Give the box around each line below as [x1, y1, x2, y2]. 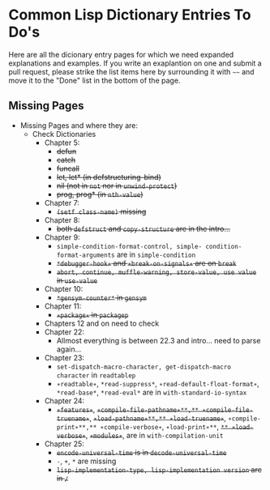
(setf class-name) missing [56, 207, 147, 216]
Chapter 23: [44, 352, 85, 362]
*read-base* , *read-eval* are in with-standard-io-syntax [56, 387, 247, 397]
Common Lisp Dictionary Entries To [8, 6, 251, 24]
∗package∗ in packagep [56, 309, 129, 319]
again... [56, 344, 82, 354]
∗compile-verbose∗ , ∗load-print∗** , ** [100, 421, 229, 431]
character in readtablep [56, 370, 136, 380]
